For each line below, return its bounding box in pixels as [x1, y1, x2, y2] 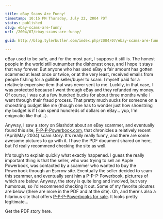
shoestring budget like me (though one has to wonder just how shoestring [5, 103, 153, 108]
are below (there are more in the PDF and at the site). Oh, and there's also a [5, 188, 156, 194]
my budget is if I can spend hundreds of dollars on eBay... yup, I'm [5, 108, 138, 113]
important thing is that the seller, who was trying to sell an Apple [5, 158, 133, 163]
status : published [5, 20, 42, 25]
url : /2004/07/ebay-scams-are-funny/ [5, 30, 81, 35]
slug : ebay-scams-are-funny [5, 25, 62, 30]
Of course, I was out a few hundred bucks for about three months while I [5, 92, 150, 98]
